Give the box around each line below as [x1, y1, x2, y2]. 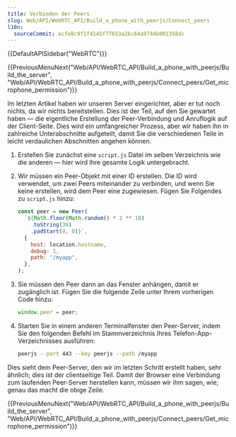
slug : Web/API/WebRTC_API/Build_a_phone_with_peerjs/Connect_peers [7, 17, 211, 24]
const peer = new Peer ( [17, 208, 88, 216]
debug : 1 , [30, 247, 59, 255]
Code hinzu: [17, 295, 54, 303]
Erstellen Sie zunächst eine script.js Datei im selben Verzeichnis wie [17, 151, 221, 159]
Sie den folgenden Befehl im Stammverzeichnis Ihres [17, 329, 172, 337]
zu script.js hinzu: [17, 194, 76, 203]
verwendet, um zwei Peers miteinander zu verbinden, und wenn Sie [17, 180, 215, 188]
